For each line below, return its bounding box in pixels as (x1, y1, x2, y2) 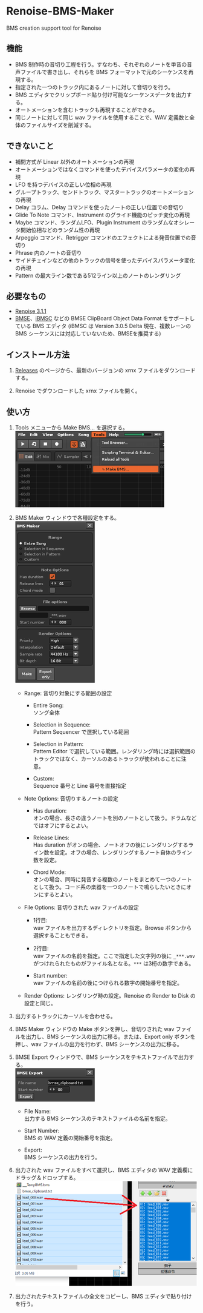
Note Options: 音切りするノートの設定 (24, 795, 119, 802)
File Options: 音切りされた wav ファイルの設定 (24, 904, 139, 911)
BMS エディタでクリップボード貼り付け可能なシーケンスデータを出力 (14, 91, 187, 98)
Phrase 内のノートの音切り (14, 249, 82, 256)
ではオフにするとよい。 (33, 822, 92, 829)
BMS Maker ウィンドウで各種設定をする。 (14, 514, 120, 521)
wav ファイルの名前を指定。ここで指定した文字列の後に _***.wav (33, 952, 195, 959)
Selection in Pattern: (33, 740, 84, 747)
